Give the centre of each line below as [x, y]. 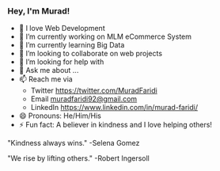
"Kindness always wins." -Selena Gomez [74, 143]
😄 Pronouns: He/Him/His [60, 116]
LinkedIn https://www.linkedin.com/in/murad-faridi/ [114, 108]
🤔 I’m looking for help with [61, 62]
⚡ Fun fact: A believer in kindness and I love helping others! [116, 125]
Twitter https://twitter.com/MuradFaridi [94, 91]
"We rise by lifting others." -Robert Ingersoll [78, 158]
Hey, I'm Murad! [39, 11]
